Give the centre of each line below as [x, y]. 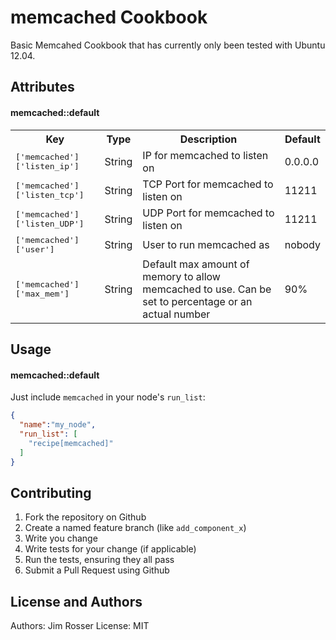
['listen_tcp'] [50, 194]
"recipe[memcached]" [71, 443]
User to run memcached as [206, 244]
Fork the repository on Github [85, 517]
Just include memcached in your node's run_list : [108, 397]
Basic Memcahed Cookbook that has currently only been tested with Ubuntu [168, 45]
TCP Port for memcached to [208, 184]
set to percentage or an [197, 301]
